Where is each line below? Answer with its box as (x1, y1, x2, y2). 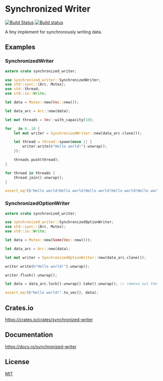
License (5, 358, 30, 366)
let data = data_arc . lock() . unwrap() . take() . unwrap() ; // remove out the (5, 281, 158, 287)
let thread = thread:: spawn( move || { (14, 140, 92, 145)
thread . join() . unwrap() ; (14, 175, 64, 180)
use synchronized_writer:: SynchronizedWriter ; (5, 77, 101, 82)
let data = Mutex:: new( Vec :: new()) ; (5, 100, 79, 105)
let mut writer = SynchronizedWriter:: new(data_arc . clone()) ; (14, 130, 142, 136)
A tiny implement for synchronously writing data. (5, 29, 102, 35)
